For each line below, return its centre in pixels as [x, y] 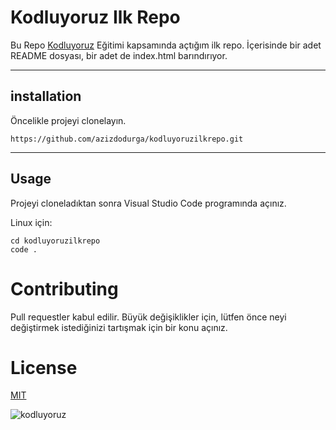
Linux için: [31, 222]
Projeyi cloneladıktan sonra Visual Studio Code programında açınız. [148, 203]
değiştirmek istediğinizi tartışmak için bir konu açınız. [119, 327]
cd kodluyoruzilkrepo [55, 241]
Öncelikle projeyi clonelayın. [68, 120]
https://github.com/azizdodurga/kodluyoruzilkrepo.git [127, 139]
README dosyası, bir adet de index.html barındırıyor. [119, 55]
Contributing [64, 288]
